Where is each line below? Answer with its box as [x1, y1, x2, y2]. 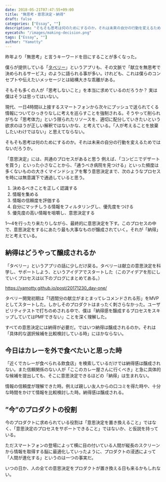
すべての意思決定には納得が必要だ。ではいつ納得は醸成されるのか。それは [5, 324, 156, 330]
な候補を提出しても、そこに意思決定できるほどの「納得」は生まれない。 [5, 373, 152, 379]
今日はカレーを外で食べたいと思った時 [5, 346, 122, 355]
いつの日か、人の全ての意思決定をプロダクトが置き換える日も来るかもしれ [5, 465, 157, 471]
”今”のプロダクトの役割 [5, 405, 78, 414]
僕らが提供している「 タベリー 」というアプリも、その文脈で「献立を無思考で [5, 64, 161, 70]
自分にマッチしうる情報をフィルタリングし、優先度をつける [12, 204, 134, 210]
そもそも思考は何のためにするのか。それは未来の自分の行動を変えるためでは [5, 139, 161, 145]
